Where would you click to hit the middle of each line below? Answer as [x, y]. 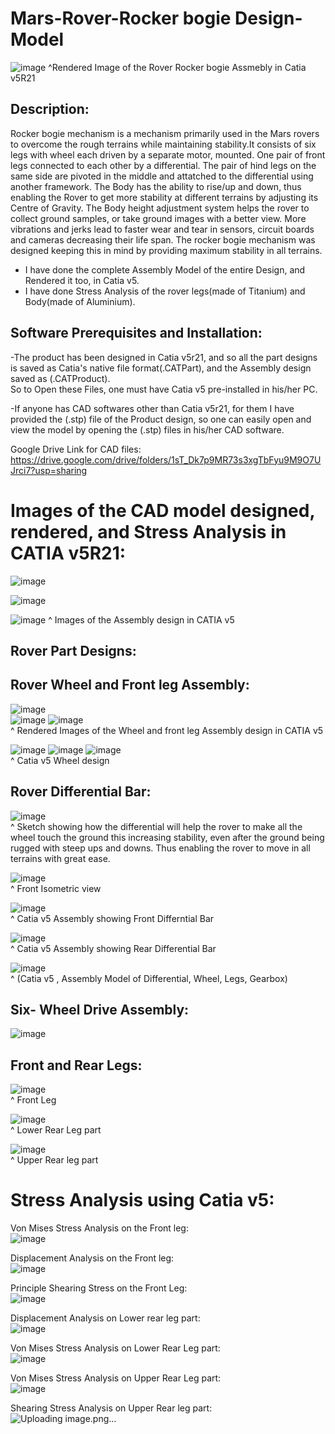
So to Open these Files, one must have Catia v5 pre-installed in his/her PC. [164, 389]
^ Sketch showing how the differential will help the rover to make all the [156, 826]
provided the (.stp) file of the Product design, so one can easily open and [161, 419]
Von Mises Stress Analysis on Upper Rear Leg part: [116, 1378]
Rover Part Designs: [73, 650]
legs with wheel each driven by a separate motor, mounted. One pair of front [168, 154]
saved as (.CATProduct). [60, 378]
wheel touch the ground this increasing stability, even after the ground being [167, 837]
